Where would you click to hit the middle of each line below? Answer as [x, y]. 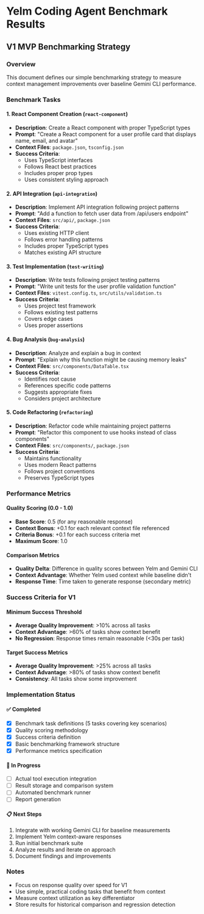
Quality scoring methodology [51, 730]
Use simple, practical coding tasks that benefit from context [90, 891]
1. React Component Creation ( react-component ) [67, 114]
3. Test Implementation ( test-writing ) [55, 266]
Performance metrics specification [58, 750]
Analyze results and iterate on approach [65, 849]
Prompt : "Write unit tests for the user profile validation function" [96, 286]
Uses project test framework [60, 306]
